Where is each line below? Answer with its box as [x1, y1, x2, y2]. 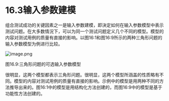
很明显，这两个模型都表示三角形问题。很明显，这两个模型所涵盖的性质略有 [5, 71, 159, 77]
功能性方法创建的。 [5, 90, 45, 96]
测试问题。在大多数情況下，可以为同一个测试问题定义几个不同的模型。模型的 [5, 28, 164, 34]
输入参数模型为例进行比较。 [5, 40, 63, 46]
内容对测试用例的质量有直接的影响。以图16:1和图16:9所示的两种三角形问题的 [5, 34, 162, 40]
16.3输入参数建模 [5, 4, 76, 16]
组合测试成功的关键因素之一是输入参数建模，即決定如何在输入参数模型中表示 [5, 22, 164, 28]
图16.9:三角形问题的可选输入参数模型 [5, 61, 81, 67]
